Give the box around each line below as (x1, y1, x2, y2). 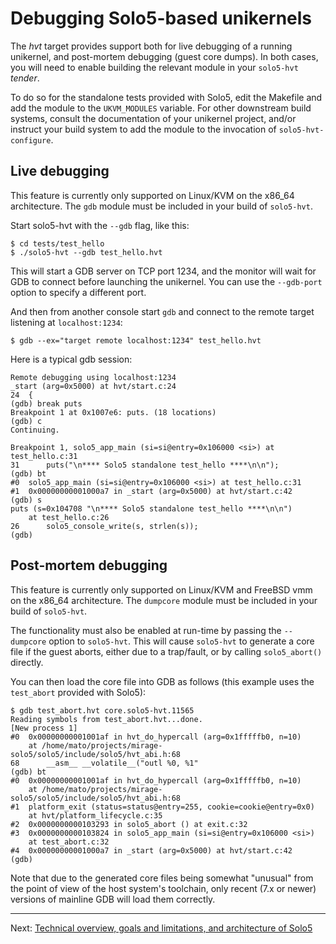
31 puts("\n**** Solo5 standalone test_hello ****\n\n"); (10, 460, 280, 470)
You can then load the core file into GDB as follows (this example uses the (10, 675, 315, 687)
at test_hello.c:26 (28, 512, 110, 522)
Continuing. (10, 425, 60, 435)
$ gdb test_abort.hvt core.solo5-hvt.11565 (10, 705, 195, 716)
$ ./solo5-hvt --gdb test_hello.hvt (10, 247, 163, 257)
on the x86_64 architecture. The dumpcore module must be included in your (10, 594, 318, 606)
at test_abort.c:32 (28, 837, 110, 847)
